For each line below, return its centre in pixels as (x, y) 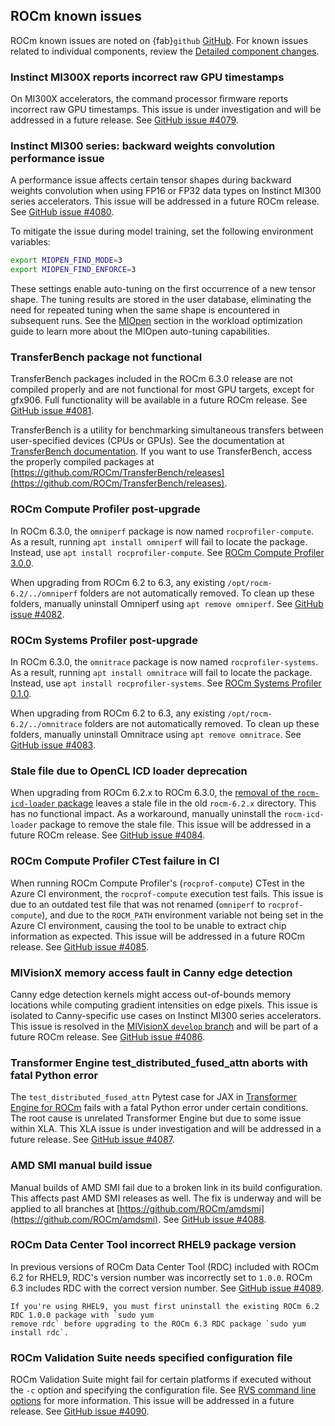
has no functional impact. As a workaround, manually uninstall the (146, 814)
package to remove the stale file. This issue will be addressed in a (175, 825)
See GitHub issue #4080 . (62, 212)
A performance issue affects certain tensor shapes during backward (151, 180)
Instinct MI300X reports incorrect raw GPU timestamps (147, 77)
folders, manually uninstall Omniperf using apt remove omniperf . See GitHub (167, 603)
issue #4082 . (37, 614)
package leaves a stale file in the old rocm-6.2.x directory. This (187, 803)
